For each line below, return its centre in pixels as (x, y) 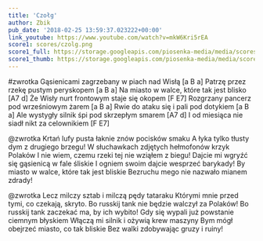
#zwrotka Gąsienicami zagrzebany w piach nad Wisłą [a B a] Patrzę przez (127, 81)
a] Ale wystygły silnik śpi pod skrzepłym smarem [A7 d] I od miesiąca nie (126, 115)
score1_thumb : (31, 60)
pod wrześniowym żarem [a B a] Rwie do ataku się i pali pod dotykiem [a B (128, 106)
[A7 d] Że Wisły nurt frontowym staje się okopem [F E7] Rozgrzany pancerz (130, 98)
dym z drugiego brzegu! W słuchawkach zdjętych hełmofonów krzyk (119, 147)
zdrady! (20, 180)
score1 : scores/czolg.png (50, 45)
